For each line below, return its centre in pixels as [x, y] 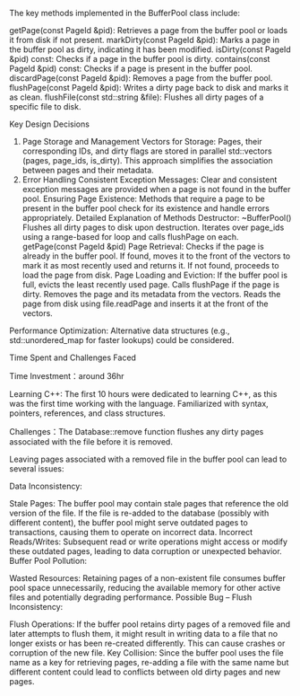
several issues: [37, 469]
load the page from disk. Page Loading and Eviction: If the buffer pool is [155, 275]
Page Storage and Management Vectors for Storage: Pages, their [142, 141]
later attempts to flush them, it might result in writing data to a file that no [144, 634]
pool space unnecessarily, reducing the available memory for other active [145, 588]
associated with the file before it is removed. [91, 442]
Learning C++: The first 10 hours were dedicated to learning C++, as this [143, 394]
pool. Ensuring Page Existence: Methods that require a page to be [144, 198]
